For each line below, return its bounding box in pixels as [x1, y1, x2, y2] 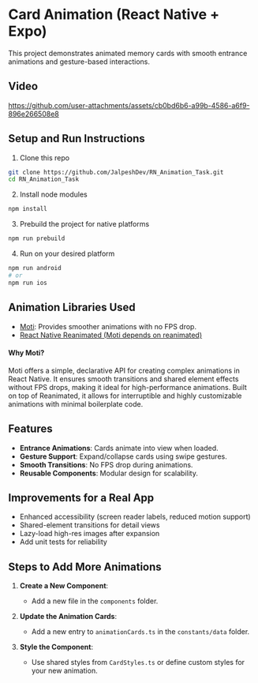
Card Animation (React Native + [8, 6, 219, 24]
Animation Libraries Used [8, 301, 136, 314]
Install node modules [19, 190, 88, 199]
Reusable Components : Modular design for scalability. [19, 468, 199, 478]
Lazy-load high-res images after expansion [19, 529, 160, 539]
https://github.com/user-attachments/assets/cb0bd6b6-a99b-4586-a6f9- [8, 100, 250, 110]
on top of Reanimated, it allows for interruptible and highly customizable [8, 391, 242, 400]
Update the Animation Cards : [19, 612, 117, 621]
